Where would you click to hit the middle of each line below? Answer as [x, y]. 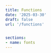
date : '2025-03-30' [26, 15]
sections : [16, 38]
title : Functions [24, 10]
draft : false [19, 19]
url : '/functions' [25, 24]
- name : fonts [20, 43]
